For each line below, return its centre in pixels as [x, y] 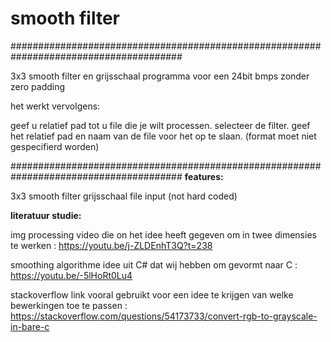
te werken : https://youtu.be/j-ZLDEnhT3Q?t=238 [111, 245]
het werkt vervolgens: [55, 106]
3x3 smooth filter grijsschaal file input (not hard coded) [124, 196]
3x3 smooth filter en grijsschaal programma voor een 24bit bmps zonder [160, 76]
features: [204, 176]
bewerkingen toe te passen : [69, 305]
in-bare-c [30, 326]
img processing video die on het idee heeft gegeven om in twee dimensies [163, 234]
